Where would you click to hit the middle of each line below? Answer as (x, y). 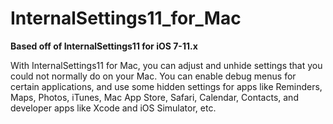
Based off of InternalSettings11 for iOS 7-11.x (104, 46)
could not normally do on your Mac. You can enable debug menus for (153, 76)
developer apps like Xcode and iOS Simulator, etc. (113, 108)
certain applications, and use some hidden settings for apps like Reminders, (166, 86)
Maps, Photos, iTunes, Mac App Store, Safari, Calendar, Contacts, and (154, 97)
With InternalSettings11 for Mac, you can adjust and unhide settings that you (166, 65)
